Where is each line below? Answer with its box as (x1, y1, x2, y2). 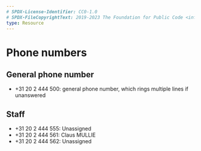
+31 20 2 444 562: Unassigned (14, 138, 92, 145)
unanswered (14, 92, 46, 99)
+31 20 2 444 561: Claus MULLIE (14, 131, 96, 138)
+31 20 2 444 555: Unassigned (14, 125, 92, 132)
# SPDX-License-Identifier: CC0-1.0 (6, 8, 98, 15)
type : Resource (6, 20, 44, 26)
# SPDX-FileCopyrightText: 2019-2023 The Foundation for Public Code (6, 14, 184, 20)
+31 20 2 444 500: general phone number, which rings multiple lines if (14, 85, 188, 93)
